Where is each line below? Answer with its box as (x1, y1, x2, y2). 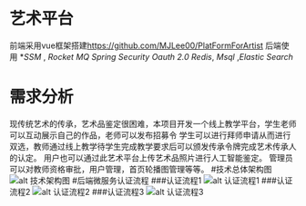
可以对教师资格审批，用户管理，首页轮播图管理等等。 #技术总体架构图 (9, 163, 272, 174)
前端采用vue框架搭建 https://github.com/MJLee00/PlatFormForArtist (9, 40, 264, 51)
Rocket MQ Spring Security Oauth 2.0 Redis (47, 51, 212, 62)
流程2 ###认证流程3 (9, 186, 145, 197)
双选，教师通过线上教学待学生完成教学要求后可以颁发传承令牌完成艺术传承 (9, 141, 289, 152)
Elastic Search (239, 51, 294, 62)
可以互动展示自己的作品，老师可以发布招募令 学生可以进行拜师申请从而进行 (9, 129, 291, 141)
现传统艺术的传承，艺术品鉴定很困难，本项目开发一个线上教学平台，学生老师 (9, 118, 297, 129)
